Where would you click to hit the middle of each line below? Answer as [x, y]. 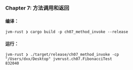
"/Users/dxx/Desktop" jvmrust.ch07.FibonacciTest [59, 59]
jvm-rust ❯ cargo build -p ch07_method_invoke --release [67, 32]
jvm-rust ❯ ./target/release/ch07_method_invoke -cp [62, 55]
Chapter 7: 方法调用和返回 [37, 8]
